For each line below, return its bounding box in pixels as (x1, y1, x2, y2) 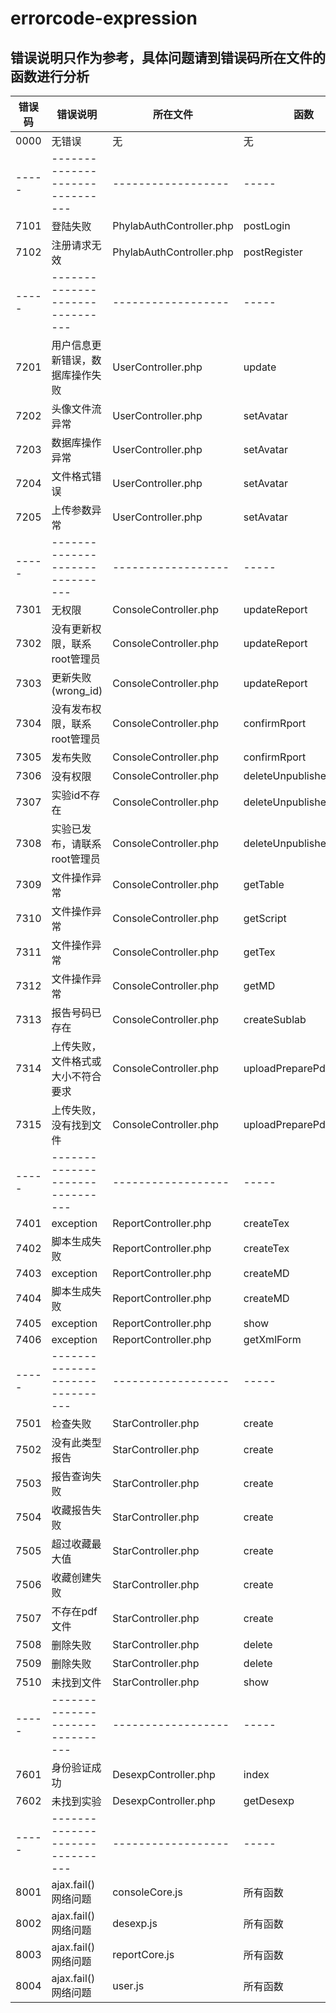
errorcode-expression (10, 7, 198, 30)
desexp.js (112, 1917, 158, 1930)
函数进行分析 (10, 68, 90, 85)
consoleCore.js (112, 1885, 183, 1899)
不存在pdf (51, 1605, 98, 1618)
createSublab (243, 1013, 307, 1026)
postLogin (243, 219, 291, 232)
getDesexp (243, 1794, 295, 1807)
